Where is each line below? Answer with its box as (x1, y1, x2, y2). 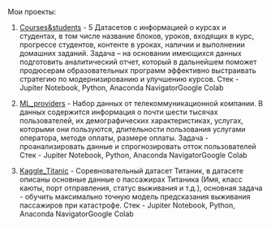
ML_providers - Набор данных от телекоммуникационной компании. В (19, 99, 264, 108)
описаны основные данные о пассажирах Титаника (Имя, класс (19, 174, 243, 184)
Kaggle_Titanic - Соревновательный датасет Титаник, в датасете (19, 166, 244, 175)
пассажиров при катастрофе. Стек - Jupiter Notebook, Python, (19, 200, 236, 210)
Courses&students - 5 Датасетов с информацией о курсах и (19, 23, 226, 32)
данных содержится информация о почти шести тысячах (19, 107, 218, 117)
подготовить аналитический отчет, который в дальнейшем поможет (19, 57, 257, 66)
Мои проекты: (7, 7, 57, 16)
